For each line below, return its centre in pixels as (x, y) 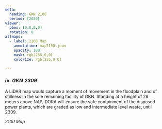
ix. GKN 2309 (21, 81)
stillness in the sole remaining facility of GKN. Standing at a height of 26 (77, 96)
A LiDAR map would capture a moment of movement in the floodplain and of (81, 91)
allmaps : (14, 37)
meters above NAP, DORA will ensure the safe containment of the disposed (80, 101)
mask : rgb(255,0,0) (33, 55)
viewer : (13, 23)
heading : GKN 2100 (28, 14)
